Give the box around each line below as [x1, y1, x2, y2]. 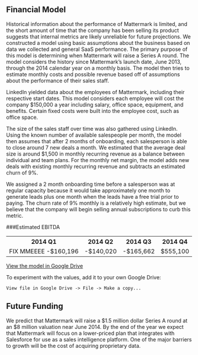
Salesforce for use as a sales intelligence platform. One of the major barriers [6, 335, 192, 343]
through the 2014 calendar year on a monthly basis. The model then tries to [6, 64, 190, 72]
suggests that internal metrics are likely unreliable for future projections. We [6, 33, 191, 40]
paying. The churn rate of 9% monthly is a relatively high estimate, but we [6, 199, 186, 206]
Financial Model [6, 5, 66, 15]
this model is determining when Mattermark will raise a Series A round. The [6, 51, 189, 59]
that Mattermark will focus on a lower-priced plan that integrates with [6, 330, 175, 337]
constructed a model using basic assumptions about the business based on [6, 39, 190, 46]
